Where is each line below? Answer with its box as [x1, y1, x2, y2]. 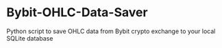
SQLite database [6, 34, 53, 42]
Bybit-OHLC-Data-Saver [6, 5, 148, 20]
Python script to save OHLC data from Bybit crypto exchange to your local [6, 27, 216, 35]
